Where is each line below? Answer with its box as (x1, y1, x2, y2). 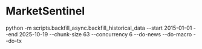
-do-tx (5, 37, 22, 44)
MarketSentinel (5, 4, 85, 18)
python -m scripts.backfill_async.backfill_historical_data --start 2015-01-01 (5, 24, 192, 31)
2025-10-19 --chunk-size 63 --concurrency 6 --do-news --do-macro (19, 30, 192, 38)
